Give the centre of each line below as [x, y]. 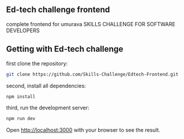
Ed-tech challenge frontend [58, 10]
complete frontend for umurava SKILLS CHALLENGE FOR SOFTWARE [91, 24]
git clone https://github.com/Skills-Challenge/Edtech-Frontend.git [92, 74]
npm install [21, 97]
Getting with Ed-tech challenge [65, 49]
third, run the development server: [48, 108]
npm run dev [21, 119]
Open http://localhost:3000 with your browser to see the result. [83, 130]
